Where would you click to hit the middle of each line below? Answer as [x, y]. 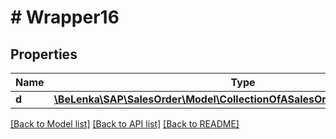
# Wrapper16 [65, 17]
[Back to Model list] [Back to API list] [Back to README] [125, 124]
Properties [44, 54]
